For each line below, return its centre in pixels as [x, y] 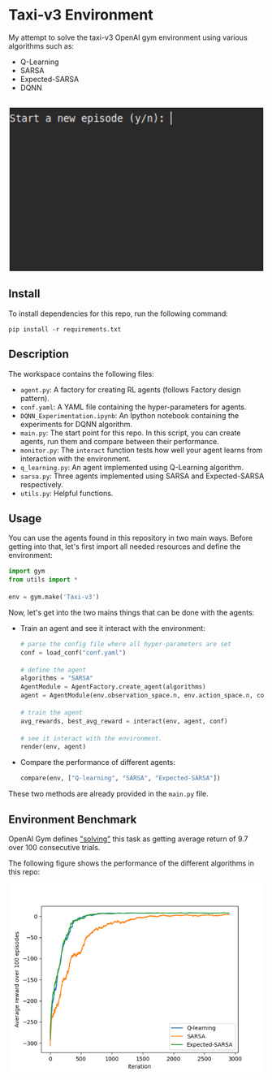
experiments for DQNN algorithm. [76, 424]
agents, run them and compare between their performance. [119, 441]
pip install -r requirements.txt [65, 329]
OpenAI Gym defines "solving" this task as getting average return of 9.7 [128, 839]
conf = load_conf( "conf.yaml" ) [73, 652]
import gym [27, 571]
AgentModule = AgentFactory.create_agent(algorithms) [113, 687]
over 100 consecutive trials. [54, 847]
